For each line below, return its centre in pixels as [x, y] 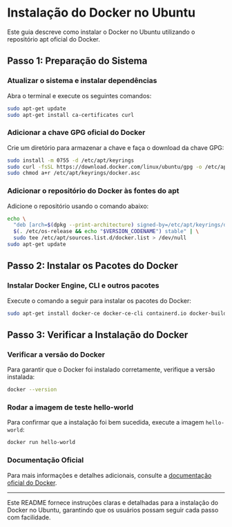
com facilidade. [29, 517]
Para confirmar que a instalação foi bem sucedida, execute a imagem [106, 423]
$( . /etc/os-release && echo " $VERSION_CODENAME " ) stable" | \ [106, 232]
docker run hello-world [41, 443]
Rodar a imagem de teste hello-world [70, 407]
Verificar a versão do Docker [56, 354]
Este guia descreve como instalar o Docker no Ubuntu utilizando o [101, 32]
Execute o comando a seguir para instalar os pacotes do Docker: [99, 301]
